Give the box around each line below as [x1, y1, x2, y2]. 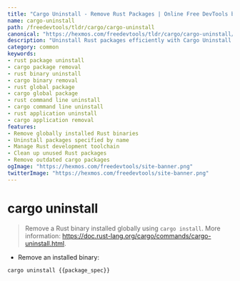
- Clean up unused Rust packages [7, 150, 107, 157]
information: [24, 231, 61, 240]
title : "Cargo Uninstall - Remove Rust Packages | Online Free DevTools [7, 10, 229, 18]
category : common [7, 44, 59, 51]
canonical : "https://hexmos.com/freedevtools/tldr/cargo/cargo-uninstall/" [7, 30, 238, 38]
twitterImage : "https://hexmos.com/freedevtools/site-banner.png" [7, 169, 209, 177]
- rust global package [7, 83, 75, 91]
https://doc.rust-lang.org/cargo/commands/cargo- [61, 231, 211, 240]
